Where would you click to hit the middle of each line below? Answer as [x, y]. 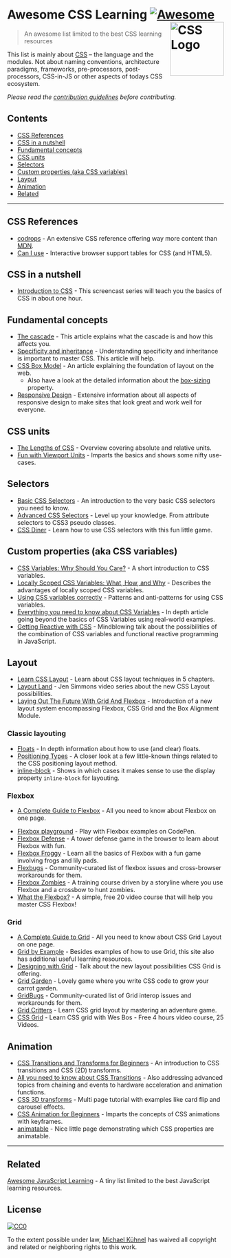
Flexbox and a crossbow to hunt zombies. [76, 890]
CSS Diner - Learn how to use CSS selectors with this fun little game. [115, 530]
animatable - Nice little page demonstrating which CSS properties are [115, 1129]
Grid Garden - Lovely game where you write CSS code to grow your [113, 981]
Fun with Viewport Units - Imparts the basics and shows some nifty [112, 455]
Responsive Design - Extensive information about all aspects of [107, 395]
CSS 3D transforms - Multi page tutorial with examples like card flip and [119, 1100]
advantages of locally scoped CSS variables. [80, 590]
